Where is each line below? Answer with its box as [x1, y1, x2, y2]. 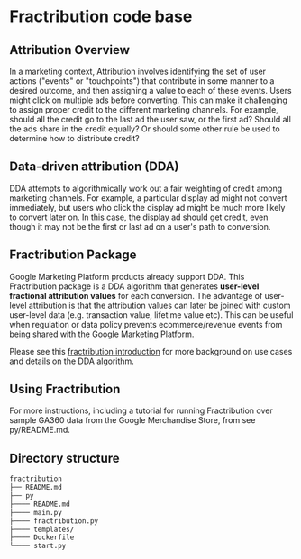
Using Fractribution [9, 382, 121, 397]
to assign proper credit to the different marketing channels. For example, [9, 104, 279, 114]
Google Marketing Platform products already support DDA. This [9, 271, 245, 282]
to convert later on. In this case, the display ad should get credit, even [9, 212, 269, 222]
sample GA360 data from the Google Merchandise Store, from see [9, 415, 256, 426]
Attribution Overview [9, 42, 131, 58]
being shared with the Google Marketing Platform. [9, 329, 195, 339]
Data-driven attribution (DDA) [9, 159, 179, 175]
